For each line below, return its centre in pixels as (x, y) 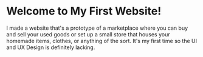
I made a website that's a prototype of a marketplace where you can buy (97, 28)
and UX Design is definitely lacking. (51, 47)
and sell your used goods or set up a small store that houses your (88, 34)
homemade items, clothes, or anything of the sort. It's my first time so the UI (102, 41)
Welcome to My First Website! (84, 11)
